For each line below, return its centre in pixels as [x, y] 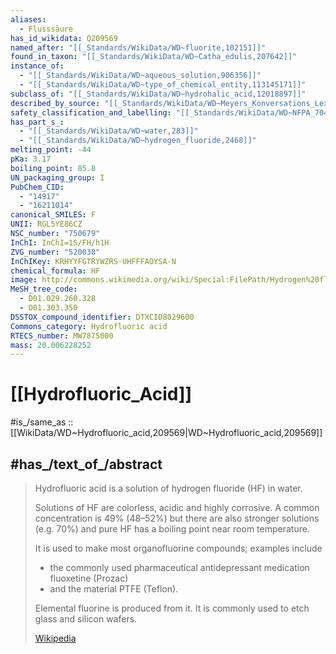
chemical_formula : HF [55, 271]
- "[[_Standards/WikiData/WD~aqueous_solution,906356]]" [140, 76]
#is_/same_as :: [42, 422]
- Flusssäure [46, 29]
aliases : [28, 19]
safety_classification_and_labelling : [91, 112]
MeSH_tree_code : [44, 289]
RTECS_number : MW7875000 [62, 336]
